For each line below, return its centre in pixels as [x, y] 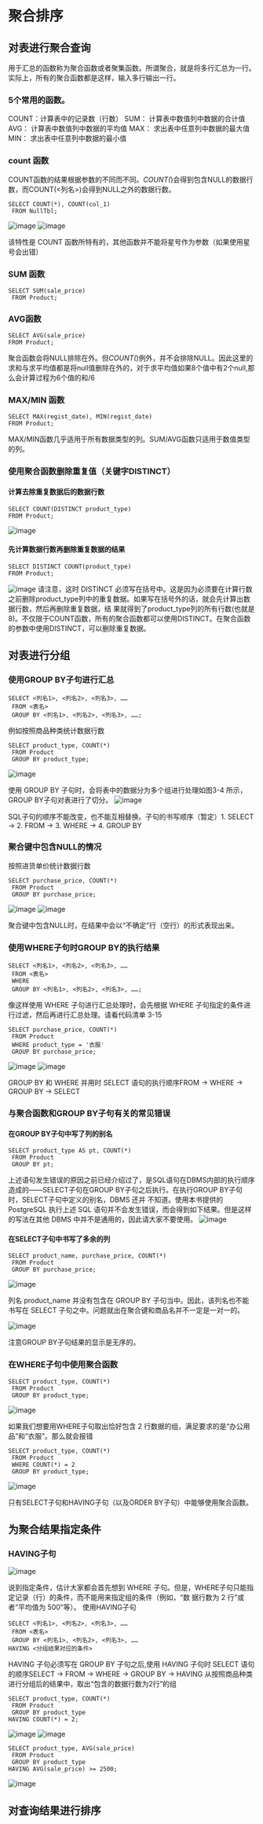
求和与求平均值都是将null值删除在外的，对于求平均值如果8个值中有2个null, [128, 368]
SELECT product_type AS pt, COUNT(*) [70, 1151]
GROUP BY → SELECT [44, 1092]
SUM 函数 [27, 274]
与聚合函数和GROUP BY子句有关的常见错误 [89, 1114]
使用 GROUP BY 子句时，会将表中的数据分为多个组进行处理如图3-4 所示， [128, 790]
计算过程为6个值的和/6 [58, 378]
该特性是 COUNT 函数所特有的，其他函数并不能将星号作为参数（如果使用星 [129, 241]
